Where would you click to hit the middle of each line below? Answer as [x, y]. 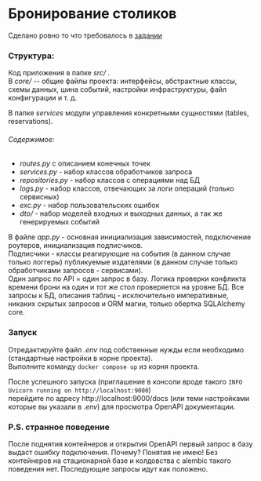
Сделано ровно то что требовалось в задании [85, 35]
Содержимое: [31, 139]
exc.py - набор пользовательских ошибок [89, 206]
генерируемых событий [60, 222]
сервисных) [40, 197]
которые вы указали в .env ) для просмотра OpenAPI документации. [122, 406]
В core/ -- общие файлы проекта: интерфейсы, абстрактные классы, [123, 81]
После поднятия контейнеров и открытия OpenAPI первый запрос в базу [130, 444]
